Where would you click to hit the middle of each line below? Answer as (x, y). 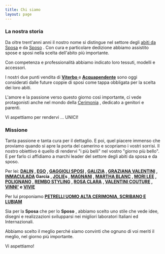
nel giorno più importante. (48, 237)
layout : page (18, 14)
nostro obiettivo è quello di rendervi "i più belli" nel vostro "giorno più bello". (82, 151)
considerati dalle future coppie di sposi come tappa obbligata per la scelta (81, 82)
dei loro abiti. (18, 87)
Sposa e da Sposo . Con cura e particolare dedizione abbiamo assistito (77, 47)
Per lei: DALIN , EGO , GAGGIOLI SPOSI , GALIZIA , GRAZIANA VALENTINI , (81, 171)
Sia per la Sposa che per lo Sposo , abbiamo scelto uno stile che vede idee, (82, 211)
